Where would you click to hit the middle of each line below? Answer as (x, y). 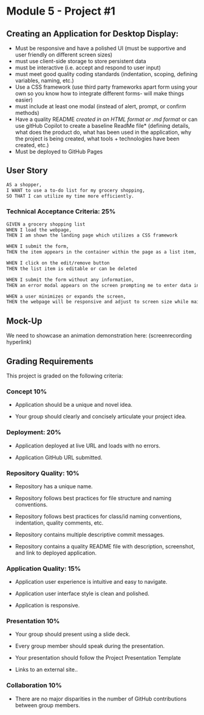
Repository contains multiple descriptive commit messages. (90, 534)
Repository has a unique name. (54, 486)
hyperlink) (19, 342)
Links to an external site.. (46, 669)
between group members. (47, 705)
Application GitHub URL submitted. (59, 457)
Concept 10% (27, 392)
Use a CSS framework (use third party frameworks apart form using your (106, 87)
